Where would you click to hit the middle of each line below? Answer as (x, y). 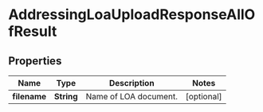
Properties (35, 61)
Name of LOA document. (131, 97)
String (66, 97)
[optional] (204, 97)
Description (131, 83)
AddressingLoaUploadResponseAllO (132, 15)
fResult (33, 31)
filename (29, 97)
